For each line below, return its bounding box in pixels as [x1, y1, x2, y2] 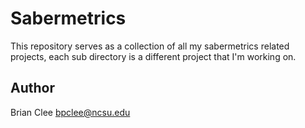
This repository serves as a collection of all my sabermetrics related [10, 40, 290, 52]
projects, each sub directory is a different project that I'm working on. [10, 50, 297, 62]
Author [10, 80, 55, 97]
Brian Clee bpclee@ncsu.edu [10, 106, 131, 118]
